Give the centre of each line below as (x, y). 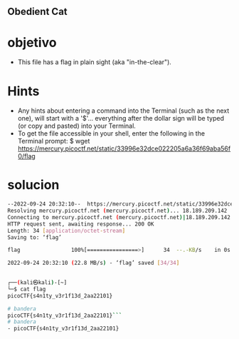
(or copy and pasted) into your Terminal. (77, 126)
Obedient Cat (37, 12)
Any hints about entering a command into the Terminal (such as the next (123, 111)
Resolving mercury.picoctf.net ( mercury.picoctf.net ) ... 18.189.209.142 (117, 211)
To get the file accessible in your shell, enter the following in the (111, 133)
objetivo (32, 42)
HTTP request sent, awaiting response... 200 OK (81, 224)
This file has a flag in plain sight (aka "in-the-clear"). (95, 62)
